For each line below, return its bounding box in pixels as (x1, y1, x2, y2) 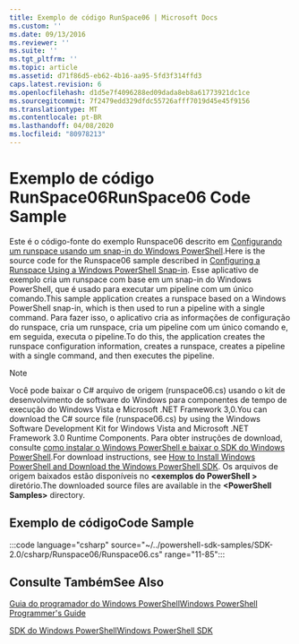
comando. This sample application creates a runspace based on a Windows (9, 293, 286, 304)
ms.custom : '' (9, 21, 63, 30)
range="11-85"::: (164, 548, 226, 560)
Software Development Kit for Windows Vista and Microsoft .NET (9, 423, 249, 434)
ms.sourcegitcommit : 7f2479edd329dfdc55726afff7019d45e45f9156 (9, 96, 251, 106)
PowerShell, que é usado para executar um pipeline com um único (9, 283, 254, 294)
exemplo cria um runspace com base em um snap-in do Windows (9, 274, 252, 285)
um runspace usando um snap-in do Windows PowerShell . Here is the (9, 245, 266, 256)
